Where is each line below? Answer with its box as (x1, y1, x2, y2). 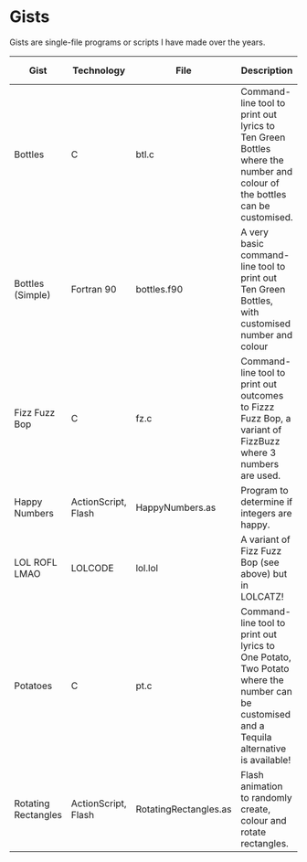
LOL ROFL (14, 556, 58, 569)
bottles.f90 (135, 282, 184, 295)
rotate (240, 825, 267, 838)
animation (240, 780, 283, 793)
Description (240, 64, 293, 77)
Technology (72, 64, 126, 77)
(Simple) (14, 288, 51, 301)
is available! (240, 753, 291, 766)
